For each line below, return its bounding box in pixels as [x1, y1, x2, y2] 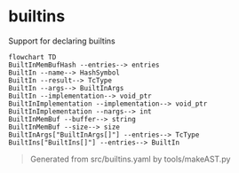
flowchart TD [8, 52, 57, 61]
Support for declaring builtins [8, 35, 116, 46]
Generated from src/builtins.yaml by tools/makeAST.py [29, 153, 231, 164]
